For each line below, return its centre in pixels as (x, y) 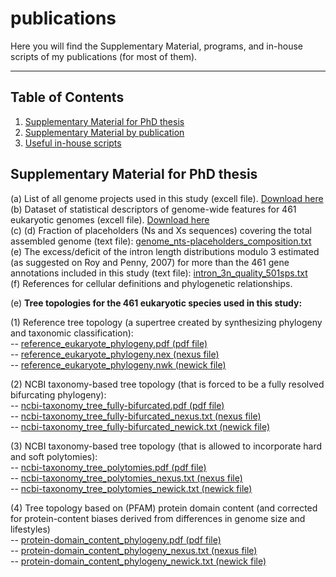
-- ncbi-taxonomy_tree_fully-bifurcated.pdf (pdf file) (117, 405)
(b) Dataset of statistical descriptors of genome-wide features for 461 (153, 209)
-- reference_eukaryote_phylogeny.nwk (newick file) (118, 364)
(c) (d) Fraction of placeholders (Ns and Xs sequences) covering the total (161, 230)
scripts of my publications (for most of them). (104, 56)
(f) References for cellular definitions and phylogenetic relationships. (151, 283)
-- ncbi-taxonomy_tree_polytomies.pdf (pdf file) (108, 467)
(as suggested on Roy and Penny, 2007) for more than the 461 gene (150, 262)
